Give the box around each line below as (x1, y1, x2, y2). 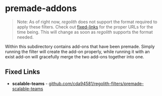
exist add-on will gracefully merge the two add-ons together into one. (5, 54, 145, 59)
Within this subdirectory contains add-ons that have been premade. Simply (5, 43, 155, 49)
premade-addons (5, 3, 77, 14)
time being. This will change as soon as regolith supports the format (16, 29, 153, 35)
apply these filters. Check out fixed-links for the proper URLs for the (16, 24, 153, 29)
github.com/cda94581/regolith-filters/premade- (49, 81, 144, 86)
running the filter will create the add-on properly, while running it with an (5, 49, 150, 55)
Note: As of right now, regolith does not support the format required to (16, 19, 158, 25)
